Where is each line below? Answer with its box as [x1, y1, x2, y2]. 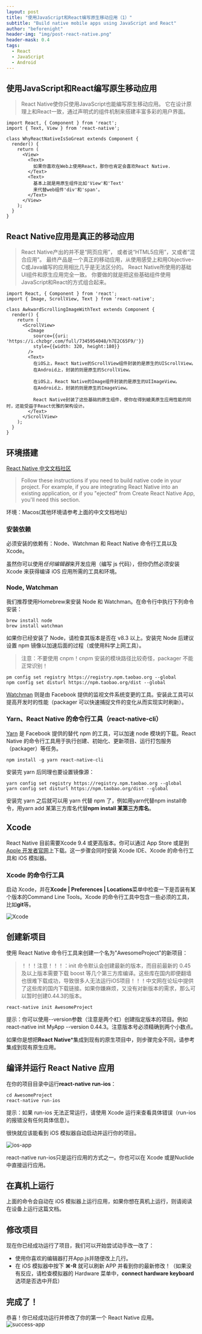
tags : [6, 43, 20, 49]
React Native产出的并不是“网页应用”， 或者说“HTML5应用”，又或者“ [21, 248, 190, 256]
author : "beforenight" [6, 25, 63, 32]
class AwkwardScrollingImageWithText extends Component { [6, 306, 155, 313]
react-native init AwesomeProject [6, 1004, 93, 1010]
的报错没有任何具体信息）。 [6, 1116, 72, 1124]
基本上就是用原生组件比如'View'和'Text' [33, 181, 125, 187]
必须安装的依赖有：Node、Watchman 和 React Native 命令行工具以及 [6, 540, 178, 547]
